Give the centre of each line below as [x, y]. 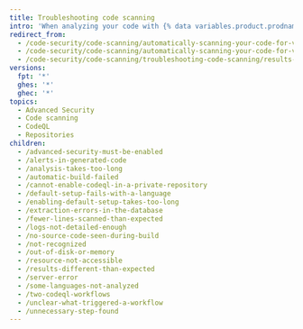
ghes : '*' [36, 85]
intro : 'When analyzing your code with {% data [101, 26]
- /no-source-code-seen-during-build [88, 235]
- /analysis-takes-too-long [70, 169]
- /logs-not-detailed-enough [72, 227]
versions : [28, 69]
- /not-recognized [52, 244]
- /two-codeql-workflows [64, 294]
